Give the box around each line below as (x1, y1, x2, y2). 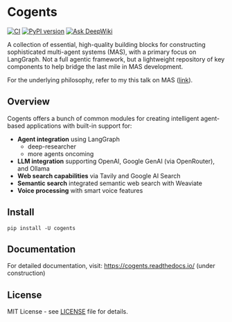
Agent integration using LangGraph (17, 135, 120, 143)
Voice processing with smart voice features (17, 186, 143, 194)
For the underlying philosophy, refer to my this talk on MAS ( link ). (7, 75, 193, 84)
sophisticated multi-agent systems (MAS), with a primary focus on (7, 48, 197, 56)
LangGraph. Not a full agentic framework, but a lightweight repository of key (7, 55, 225, 63)
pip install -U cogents (7, 225, 76, 231)
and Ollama (17, 164, 50, 173)
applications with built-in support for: (26, 122, 132, 130)
